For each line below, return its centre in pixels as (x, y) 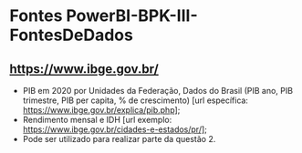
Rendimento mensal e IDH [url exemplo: (97, 120)
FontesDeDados (72, 35)
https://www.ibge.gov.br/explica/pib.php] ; (101, 110)
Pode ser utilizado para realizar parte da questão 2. (119, 139)
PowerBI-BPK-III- (132, 16)
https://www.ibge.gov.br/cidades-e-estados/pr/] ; (115, 129)
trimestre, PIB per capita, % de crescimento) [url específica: (135, 100)
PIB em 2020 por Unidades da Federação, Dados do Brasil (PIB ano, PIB (158, 91)
